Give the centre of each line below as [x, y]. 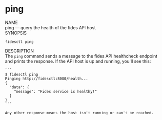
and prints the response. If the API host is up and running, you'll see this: [78, 61]
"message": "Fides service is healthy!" [55, 91]
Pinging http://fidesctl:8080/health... [47, 79]
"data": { [19, 87]
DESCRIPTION [20, 51]
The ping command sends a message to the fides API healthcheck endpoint [81, 56]
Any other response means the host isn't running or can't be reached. [79, 113]
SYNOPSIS [16, 33]
